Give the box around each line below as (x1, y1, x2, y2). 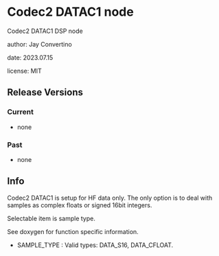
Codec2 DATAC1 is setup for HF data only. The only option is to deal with (7, 194, 213, 202)
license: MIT (7, 67, 43, 75)
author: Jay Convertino (7, 40, 72, 48)
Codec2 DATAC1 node (7, 4, 134, 20)
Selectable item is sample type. (7, 214, 96, 222)
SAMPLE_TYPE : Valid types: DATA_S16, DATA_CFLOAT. (16, 241, 174, 249)
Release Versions (7, 86, 84, 98)
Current (7, 107, 34, 117)
